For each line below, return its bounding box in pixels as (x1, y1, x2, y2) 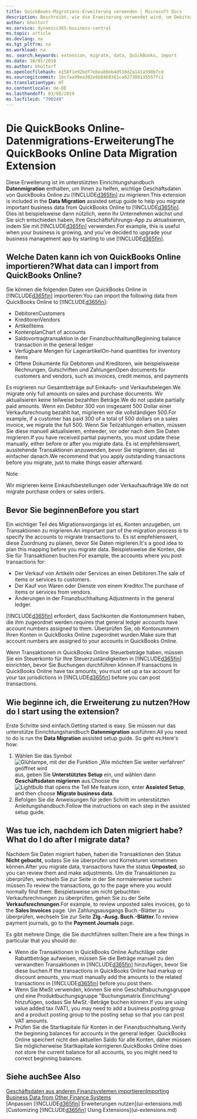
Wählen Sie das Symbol (14, 752, 72, 759)
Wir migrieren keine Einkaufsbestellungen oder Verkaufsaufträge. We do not (6, 482, 189, 489)
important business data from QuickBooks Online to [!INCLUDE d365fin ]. (6, 204, 181, 211)
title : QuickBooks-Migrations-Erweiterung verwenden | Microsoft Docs (6, 8, 182, 15)
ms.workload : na (6, 47, 46, 53)
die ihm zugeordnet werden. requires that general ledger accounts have (6, 619, 178, 626)
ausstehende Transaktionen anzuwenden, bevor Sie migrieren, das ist (6, 446, 175, 453)
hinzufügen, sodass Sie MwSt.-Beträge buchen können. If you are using (14, 998, 188, 1005)
